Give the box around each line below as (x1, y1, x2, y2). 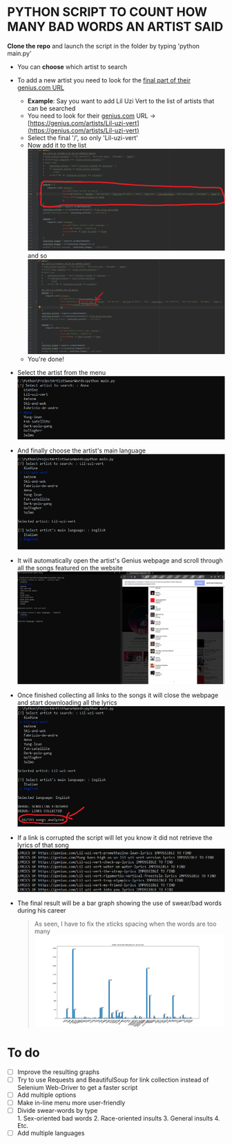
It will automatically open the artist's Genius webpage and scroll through (17, 556, 223, 565)
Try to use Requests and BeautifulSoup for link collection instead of (17, 1075, 209, 1084)
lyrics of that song (17, 841, 69, 850)
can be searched (27, 104, 76, 112)
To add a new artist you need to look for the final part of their (17, 76, 191, 84)
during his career (17, 906, 66, 915)
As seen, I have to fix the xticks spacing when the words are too (34, 919, 217, 928)
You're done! (27, 355, 64, 363)
